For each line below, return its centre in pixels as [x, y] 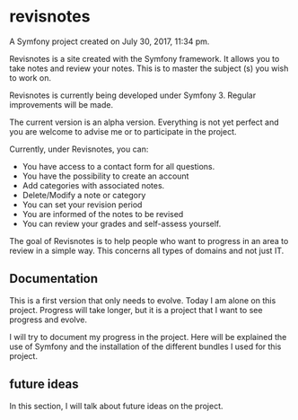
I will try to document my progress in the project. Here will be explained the [148, 337]
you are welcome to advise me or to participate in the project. [123, 131]
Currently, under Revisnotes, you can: [79, 149]
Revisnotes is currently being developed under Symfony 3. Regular [133, 95]
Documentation [54, 279]
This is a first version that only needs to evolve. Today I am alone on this [143, 300]
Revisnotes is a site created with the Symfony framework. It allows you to [145, 58]
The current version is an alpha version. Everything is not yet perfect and [145, 122]
